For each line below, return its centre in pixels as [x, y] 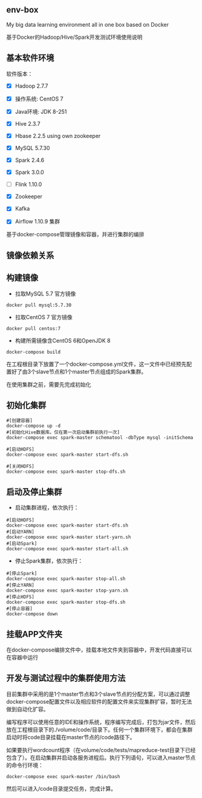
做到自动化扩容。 [28, 709]
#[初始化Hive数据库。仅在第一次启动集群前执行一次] [63, 432]
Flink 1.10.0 [28, 185]
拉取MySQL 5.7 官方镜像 [45, 294]
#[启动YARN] [20, 532]
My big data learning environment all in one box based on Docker [88, 24]
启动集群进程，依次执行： [47, 507]
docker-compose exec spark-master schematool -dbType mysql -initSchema [100, 438]
